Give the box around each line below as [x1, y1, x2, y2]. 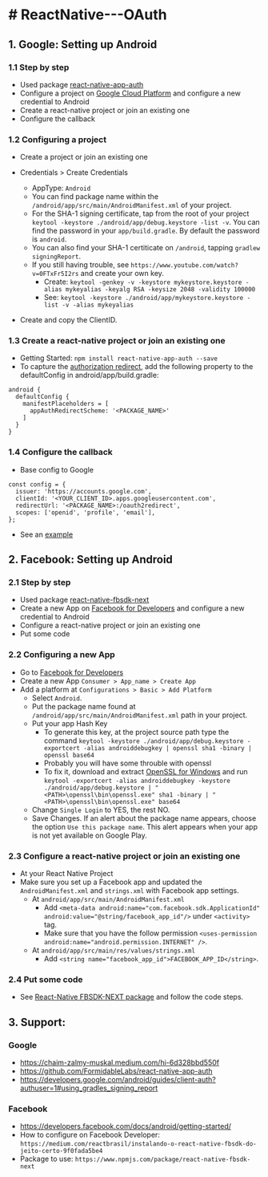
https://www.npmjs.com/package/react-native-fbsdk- [74, 1155, 251, 1164]
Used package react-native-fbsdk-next [19, 595, 150, 605]
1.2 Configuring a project [8, 134, 106, 145]
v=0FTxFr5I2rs [31, 270, 79, 278]
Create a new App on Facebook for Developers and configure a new [19, 603, 245, 613]
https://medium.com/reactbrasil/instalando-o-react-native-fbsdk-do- [19, 1140, 258, 1148]
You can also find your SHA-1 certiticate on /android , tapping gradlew [31, 243, 261, 253]
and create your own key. [80, 269, 164, 278]
